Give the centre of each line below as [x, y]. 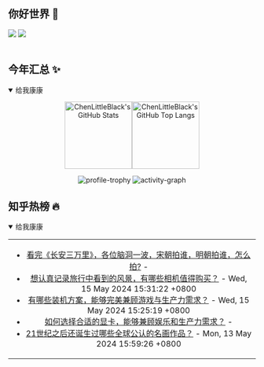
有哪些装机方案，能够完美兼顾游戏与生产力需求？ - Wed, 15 [139, 300]
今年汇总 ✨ [35, 70]
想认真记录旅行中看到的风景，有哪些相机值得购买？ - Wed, [139, 279]
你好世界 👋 [33, 14]
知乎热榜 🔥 [34, 207]
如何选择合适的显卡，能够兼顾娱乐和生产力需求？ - [139, 322]
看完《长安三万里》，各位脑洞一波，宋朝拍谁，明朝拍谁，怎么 [139, 255]
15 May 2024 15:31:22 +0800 [139, 289]
